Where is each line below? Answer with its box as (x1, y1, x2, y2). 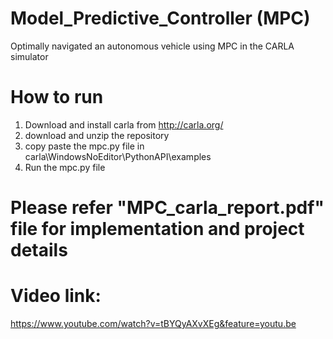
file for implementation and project (10, 218, 305, 241)
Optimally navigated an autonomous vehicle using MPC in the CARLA (10, 40, 295, 52)
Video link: (10, 285, 102, 307)
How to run (10, 86, 104, 109)
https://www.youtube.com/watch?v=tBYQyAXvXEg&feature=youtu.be (10, 318, 297, 329)
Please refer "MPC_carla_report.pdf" (10, 197, 325, 219)
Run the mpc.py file (24, 161, 106, 173)
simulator (10, 50, 49, 62)
